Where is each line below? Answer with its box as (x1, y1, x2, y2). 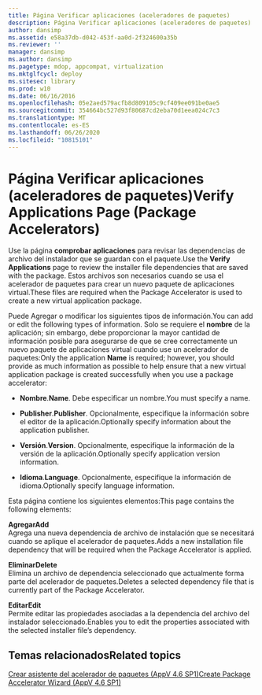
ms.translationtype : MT (8, 114, 87, 122)
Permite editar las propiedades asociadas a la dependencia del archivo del (8, 609, 250, 619)
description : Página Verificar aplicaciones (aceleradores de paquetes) (8, 19, 252, 27)
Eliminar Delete (8, 560, 57, 570)
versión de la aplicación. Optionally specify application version (19, 449, 220, 459)
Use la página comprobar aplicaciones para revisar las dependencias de (8, 246, 245, 256)
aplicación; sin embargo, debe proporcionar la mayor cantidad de (8, 328, 220, 338)
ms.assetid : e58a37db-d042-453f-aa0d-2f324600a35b (8, 33, 178, 42)
